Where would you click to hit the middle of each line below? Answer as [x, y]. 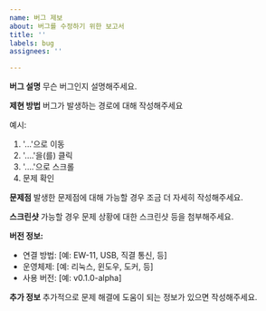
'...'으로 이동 [43, 144]
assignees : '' [36, 52]
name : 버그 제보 [36, 18]
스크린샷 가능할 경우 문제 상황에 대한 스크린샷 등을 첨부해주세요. [122, 217]
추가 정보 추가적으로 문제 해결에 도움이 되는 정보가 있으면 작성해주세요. [133, 297]
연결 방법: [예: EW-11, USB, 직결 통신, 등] [95, 256]
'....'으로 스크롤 [48, 167]
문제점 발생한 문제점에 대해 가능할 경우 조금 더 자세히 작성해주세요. [126, 198]
